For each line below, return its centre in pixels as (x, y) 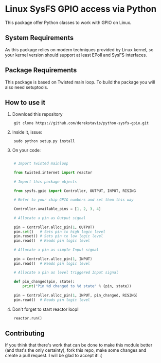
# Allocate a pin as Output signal (50, 218)
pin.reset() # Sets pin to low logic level (59, 236)
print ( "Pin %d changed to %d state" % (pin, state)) (77, 286)
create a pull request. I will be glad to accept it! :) (54, 356)
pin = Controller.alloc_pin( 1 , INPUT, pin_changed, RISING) (76, 295)
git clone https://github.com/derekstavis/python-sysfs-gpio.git (81, 123)
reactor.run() (28, 318)
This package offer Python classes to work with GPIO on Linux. (68, 22)
